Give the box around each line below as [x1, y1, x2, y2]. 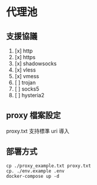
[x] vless [14, 66, 36, 73]
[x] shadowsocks [14, 60, 57, 67]
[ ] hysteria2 [14, 92, 45, 98]
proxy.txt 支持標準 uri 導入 [6, 127, 70, 134]
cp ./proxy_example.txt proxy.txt [6, 162, 92, 169]
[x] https [14, 54, 35, 60]
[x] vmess [14, 73, 40, 79]
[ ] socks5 [14, 85, 40, 92]
